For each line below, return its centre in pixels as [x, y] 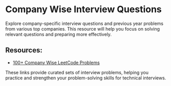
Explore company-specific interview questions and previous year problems [84, 23]
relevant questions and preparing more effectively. [58, 34]
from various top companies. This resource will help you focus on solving [83, 28]
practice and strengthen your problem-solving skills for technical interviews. [86, 78]
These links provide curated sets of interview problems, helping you [77, 72]
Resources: [24, 50]
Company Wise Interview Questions [84, 9]
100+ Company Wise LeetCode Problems [56, 63]
